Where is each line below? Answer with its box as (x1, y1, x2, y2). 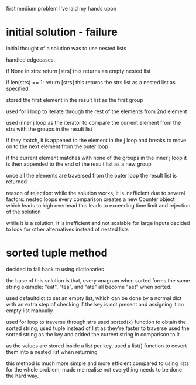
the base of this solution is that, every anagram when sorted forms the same (6, 277, 190, 284)
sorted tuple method (6, 246, 108, 260)
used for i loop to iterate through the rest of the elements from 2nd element (6, 108, 187, 115)
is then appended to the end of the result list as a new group (6, 161, 152, 168)
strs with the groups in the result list (6, 125, 92, 132)
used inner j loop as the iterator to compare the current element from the (6, 119, 181, 126)
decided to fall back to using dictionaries (6, 265, 104, 272)
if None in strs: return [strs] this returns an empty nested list (6, 67, 151, 74)
